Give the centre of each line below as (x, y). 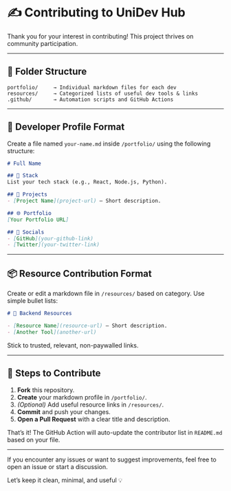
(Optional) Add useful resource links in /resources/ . (90, 404)
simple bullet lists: (33, 301)
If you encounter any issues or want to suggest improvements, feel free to (112, 459)
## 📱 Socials (26, 232)
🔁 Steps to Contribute (54, 373)
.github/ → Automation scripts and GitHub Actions (90, 100)
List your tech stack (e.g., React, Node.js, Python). (87, 182)
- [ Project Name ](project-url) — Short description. (84, 201)
